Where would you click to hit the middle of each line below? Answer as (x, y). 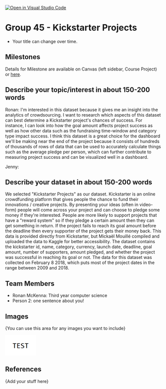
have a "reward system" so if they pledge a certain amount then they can (80, 220)
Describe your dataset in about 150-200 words (79, 182)
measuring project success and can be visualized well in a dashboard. (77, 157)
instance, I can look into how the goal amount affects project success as (79, 125)
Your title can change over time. (45, 41)
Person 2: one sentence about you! (48, 301)
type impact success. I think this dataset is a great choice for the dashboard (83, 136)
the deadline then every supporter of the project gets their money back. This (83, 231)
